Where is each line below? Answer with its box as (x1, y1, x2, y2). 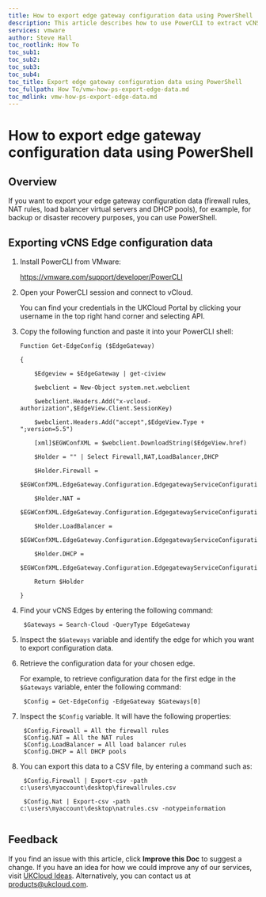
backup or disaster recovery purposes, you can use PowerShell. (8, 213, 218, 223)
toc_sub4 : (8, 71, 41, 78)
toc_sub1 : (8, 48, 41, 56)
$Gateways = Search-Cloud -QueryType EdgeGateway (23, 621, 191, 629)
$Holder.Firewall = (34, 467, 99, 475)
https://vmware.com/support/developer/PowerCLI (19, 273, 184, 282)
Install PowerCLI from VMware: (19, 257, 121, 266)
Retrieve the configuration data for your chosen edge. (19, 658, 196, 668)
